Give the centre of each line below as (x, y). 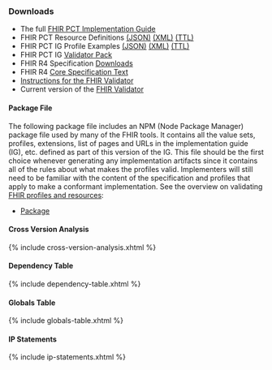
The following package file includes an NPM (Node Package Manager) (126, 126)
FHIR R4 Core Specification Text (74, 72)
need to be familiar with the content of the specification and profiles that (130, 178)
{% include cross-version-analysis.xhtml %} (82, 247)
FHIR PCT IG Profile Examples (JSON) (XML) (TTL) (105, 46)
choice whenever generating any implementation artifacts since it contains (133, 161)
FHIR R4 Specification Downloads (77, 63)
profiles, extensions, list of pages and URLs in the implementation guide (129, 143)
